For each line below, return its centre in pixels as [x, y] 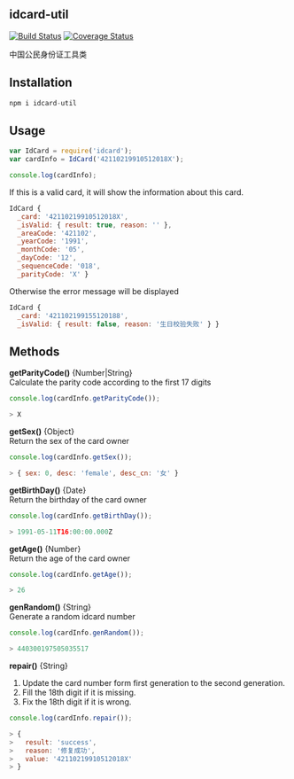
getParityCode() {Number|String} [71, 373]
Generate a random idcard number [72, 617]
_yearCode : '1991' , [53, 241]
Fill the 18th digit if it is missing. [79, 692]
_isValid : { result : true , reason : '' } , [95, 225]
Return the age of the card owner [70, 558]
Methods [35, 351]
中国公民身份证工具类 [48, 54]
